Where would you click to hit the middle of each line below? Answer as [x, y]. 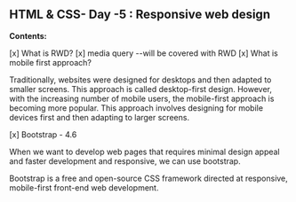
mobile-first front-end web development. [84, 187]
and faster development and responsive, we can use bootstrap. [125, 161]
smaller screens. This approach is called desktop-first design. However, [141, 89]
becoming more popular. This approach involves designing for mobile [136, 108]
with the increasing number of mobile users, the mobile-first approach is [142, 98]
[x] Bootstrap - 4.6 [43, 134]
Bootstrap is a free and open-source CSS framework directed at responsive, [149, 178]
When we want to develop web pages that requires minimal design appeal [144, 151]
